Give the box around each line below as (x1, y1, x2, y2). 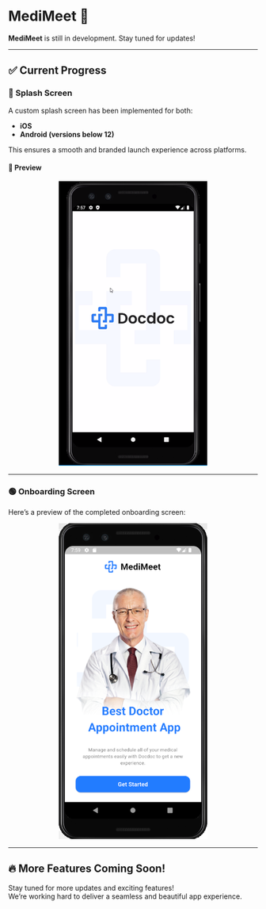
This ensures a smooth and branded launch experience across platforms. (8, 144, 247, 154)
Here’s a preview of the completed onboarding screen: (8, 507, 186, 516)
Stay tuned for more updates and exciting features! (8, 883, 174, 892)
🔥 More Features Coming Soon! (8, 862, 166, 876)
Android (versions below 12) (19, 129, 115, 139)
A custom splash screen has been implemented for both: (8, 105, 193, 115)
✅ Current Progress (8, 63, 107, 78)
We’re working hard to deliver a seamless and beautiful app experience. (8, 892, 243, 901)
